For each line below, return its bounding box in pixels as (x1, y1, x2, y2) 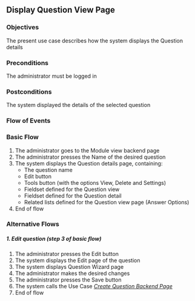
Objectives (6, 23, 39, 32)
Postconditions (6, 88, 52, 96)
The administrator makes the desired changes (15, 270, 130, 277)
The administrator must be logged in (6, 72, 97, 80)
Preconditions (6, 58, 49, 67)
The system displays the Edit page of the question (15, 257, 140, 264)
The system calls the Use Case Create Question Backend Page (15, 283, 173, 290)
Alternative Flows (6, 220, 59, 229)
